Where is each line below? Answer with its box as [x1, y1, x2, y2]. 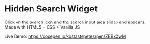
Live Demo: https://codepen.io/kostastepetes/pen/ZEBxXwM [4, 33, 126, 39]
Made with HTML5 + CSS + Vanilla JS [4, 24, 80, 30]
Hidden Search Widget [4, 3, 98, 14]
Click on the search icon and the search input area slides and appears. [4, 19, 146, 25]
